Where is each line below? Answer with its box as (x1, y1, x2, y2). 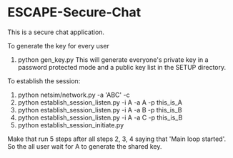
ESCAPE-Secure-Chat (7, 4, 142, 21)
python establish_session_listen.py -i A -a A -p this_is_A (17, 98, 182, 107)
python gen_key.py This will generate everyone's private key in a (17, 55, 209, 64)
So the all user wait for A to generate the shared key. (7, 142, 162, 150)
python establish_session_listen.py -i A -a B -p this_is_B (17, 105, 182, 114)
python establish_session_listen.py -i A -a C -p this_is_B (17, 113, 183, 122)
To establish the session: (7, 76, 81, 85)
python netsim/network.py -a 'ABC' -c (17, 90, 130, 99)
